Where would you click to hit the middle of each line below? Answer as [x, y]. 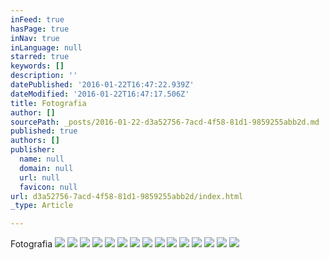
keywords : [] [37, 66]
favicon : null [48, 187]
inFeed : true [37, 19]
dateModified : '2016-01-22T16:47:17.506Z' [100, 94]
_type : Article [42, 206]
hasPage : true [40, 29]
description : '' [44, 76]
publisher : [33, 150]
